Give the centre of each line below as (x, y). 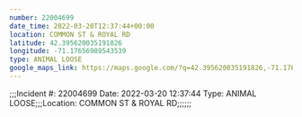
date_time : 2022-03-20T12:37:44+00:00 (82, 26)
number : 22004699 (42, 18)
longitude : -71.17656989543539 (68, 51)
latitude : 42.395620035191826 (66, 43)
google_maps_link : (44, 68)
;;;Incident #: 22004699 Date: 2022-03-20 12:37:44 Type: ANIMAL (133, 93)
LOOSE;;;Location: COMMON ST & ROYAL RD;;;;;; (100, 103)
